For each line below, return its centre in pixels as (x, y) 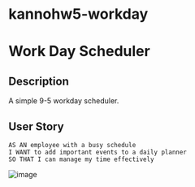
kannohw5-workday (78, 14)
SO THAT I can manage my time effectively (81, 159)
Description (39, 81)
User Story (36, 126)
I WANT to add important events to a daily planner (97, 152)
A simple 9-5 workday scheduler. (64, 101)
